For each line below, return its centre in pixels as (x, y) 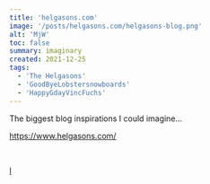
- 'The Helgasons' (52, 76)
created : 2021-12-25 (48, 59)
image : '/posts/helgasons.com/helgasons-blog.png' (106, 26)
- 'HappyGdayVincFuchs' (61, 92)
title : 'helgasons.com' (54, 18)
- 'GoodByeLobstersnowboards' (74, 84)
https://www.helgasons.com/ (63, 136)
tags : (19, 68)
